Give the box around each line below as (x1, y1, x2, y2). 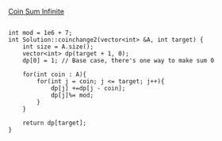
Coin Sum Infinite (8, 7, 65, 16)
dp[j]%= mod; (50, 91, 94, 99)
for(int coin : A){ (22, 70, 87, 78)
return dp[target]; (22, 119, 87, 127)
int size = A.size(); (22, 43, 94, 51)
